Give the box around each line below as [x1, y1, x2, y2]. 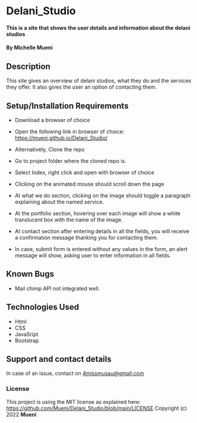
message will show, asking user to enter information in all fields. [14, 252, 171, 259]
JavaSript [14, 330, 39, 337]
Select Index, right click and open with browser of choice [14, 169, 154, 176]
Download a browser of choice [14, 117, 90, 123]
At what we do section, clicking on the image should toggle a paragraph [14, 192, 191, 199]
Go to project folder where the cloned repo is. [14, 158, 126, 164]
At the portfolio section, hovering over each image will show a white [14, 210, 181, 217]
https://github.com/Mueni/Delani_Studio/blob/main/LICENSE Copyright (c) [6, 405, 188, 412]
